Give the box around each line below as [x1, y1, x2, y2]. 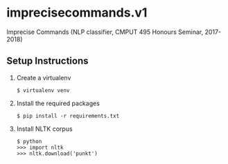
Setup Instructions [6, 55, 89, 67]
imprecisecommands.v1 [6, 5, 148, 21]
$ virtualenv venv [16, 86, 70, 94]
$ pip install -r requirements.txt [16, 112, 120, 119]
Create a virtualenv [16, 73, 71, 82]
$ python [16, 138, 42, 145]
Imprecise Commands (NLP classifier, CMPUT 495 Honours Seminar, [6, 28, 204, 36]
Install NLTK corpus [16, 125, 73, 133]
